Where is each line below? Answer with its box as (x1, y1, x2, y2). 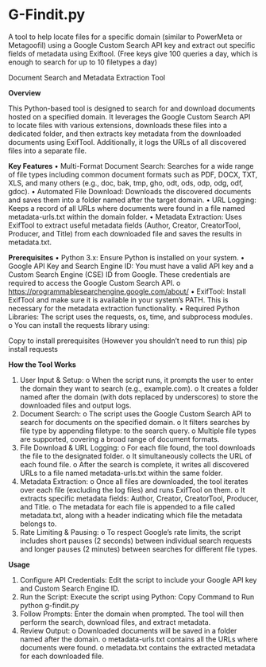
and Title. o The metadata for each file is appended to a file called (19, 501, 236, 511)
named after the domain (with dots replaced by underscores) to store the (19, 392, 259, 401)
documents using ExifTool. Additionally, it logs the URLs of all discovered (8, 137, 247, 146)
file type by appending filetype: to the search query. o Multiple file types (19, 426, 256, 435)
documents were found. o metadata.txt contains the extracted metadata (19, 642, 256, 652)
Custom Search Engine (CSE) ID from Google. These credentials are (8, 269, 230, 279)
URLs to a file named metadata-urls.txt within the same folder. (19, 468, 223, 478)
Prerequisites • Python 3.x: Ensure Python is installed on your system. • (8, 252, 245, 262)
